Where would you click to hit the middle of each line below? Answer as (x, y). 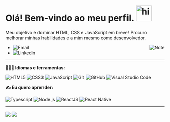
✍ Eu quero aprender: (29, 87)
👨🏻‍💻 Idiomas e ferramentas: (35, 67)
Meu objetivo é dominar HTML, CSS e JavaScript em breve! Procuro (76, 32)
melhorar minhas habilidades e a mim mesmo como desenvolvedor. (75, 38)
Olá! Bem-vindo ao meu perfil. (70, 18)
